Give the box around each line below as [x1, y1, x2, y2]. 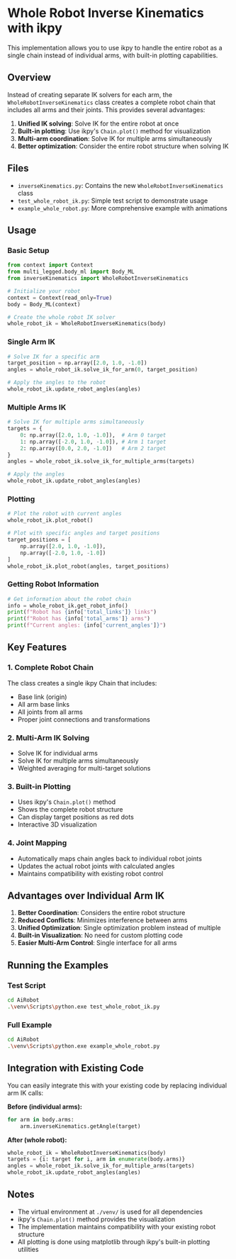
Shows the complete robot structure [17, 805, 123, 814]
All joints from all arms [17, 707, 83, 716]
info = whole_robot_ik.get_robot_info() [7, 602, 129, 609]
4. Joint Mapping [7, 838, 67, 848]
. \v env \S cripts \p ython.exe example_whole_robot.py [7, 1043, 160, 1050]
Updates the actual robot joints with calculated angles [17, 861, 175, 870]
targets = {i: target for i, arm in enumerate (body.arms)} [7, 1156, 186, 1163]
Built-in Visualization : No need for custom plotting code [17, 931, 183, 940]
